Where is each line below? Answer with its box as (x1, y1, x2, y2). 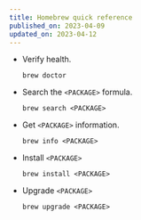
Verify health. (21, 54, 72, 65)
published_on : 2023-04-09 (9, 21, 105, 30)
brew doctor (21, 71, 67, 80)
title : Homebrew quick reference (9, 12, 133, 22)
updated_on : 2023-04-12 (9, 29, 98, 38)
